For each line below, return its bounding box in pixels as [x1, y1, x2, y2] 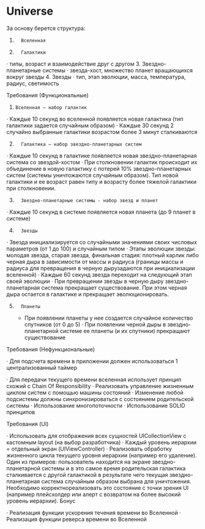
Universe [6, 4, 54, 18]
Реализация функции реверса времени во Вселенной [6, 516, 147, 523]
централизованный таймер [6, 364, 78, 371]
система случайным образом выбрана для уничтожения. [41, 478, 192, 485]
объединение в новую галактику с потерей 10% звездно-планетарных [6, 165, 192, 172]
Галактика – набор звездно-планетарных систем [21, 141, 142, 148]
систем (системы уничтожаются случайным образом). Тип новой [6, 171, 179, 179]
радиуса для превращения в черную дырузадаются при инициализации [6, 264, 195, 272]
